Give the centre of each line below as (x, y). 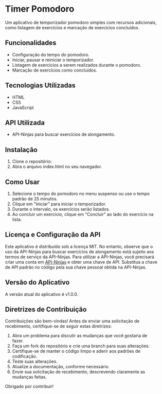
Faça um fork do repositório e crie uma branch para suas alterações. (81, 346)
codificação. (25, 357)
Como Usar (22, 182)
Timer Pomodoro (40, 9)
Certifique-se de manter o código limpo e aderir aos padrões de (76, 351)
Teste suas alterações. (35, 361)
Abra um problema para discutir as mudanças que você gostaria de (80, 336)
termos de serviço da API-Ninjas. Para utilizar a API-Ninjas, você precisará (80, 257)
